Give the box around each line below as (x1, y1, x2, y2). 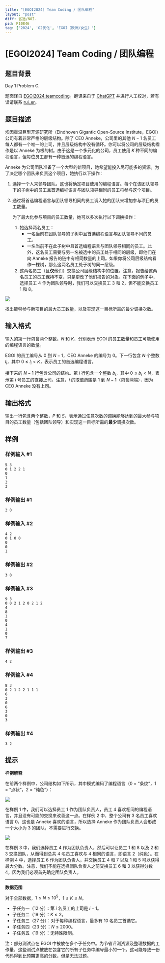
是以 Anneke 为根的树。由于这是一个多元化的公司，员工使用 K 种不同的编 (9, 147, 158, 153)
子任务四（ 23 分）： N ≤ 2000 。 (12, 924, 76, 930)
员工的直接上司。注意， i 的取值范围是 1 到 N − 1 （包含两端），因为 (21, 377, 153, 383)
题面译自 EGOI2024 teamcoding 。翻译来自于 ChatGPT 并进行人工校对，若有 (5, 93, 160, 99)
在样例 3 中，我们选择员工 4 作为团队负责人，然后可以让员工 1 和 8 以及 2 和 (5, 844, 159, 851)
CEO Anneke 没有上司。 (5, 383, 54, 389)
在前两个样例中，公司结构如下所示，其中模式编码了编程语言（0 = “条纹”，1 (5, 780, 156, 786)
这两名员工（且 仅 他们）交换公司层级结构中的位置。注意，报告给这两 (19, 267, 158, 274)
